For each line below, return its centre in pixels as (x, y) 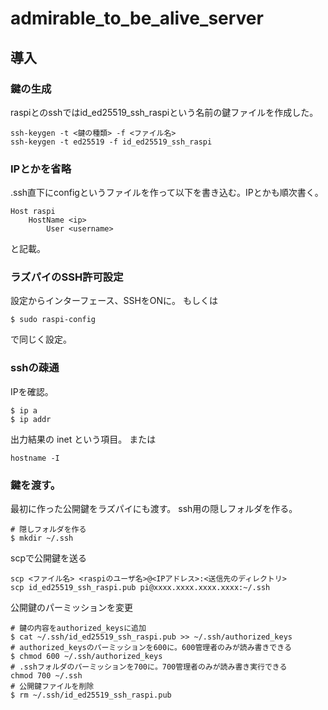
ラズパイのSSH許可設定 (67, 277)
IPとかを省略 (41, 169)
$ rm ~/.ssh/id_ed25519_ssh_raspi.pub (91, 695)
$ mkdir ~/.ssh (42, 538)
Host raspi (33, 212)
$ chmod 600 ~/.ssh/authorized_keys (86, 657)
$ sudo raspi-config (53, 320)
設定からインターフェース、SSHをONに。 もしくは (114, 301)
